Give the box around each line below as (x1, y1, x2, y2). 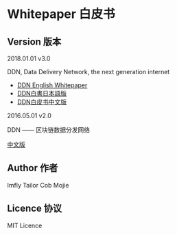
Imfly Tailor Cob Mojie (7, 181, 69, 189)
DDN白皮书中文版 (16, 98, 67, 106)
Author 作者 (7, 162, 58, 174)
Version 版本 (7, 36, 62, 47)
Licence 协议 (7, 203, 62, 214)
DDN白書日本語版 (16, 89, 67, 97)
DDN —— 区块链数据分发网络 (7, 126, 91, 134)
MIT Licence (7, 221, 43, 230)
